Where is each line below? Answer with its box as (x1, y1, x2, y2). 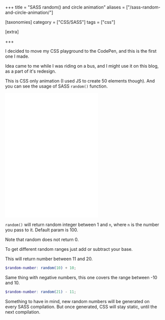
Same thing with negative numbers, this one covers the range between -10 (5, 274, 158, 280)
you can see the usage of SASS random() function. (5, 83, 108, 89)
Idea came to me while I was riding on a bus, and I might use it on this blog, (5, 63, 159, 69)
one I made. (5, 53, 30, 59)
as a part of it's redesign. (5, 68, 56, 74)
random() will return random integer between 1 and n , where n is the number (5, 221, 160, 227)
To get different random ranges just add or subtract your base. (5, 246, 133, 252)
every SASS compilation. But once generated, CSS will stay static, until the (5, 304, 158, 310)
